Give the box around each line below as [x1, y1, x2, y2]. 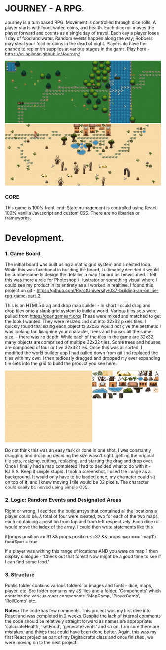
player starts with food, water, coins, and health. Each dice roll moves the [5, 24, 154, 30]
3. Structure [5, 571, 35, 578]
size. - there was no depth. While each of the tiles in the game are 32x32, [5, 334, 155, 340]
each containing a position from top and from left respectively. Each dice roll [5, 518, 161, 524]
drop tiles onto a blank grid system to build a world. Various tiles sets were [5, 308, 157, 314]
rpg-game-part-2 [5, 293, 41, 299]
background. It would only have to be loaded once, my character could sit [5, 474, 156, 480]
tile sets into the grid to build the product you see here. [5, 360, 117, 367]
